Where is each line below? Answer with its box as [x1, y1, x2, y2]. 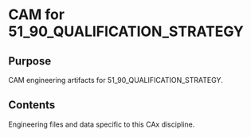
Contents [8, 98, 56, 112]
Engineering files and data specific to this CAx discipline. [8, 119, 195, 129]
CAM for [8, 6, 65, 24]
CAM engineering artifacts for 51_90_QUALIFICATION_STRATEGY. [8, 76, 223, 84]
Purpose [8, 54, 52, 68]
